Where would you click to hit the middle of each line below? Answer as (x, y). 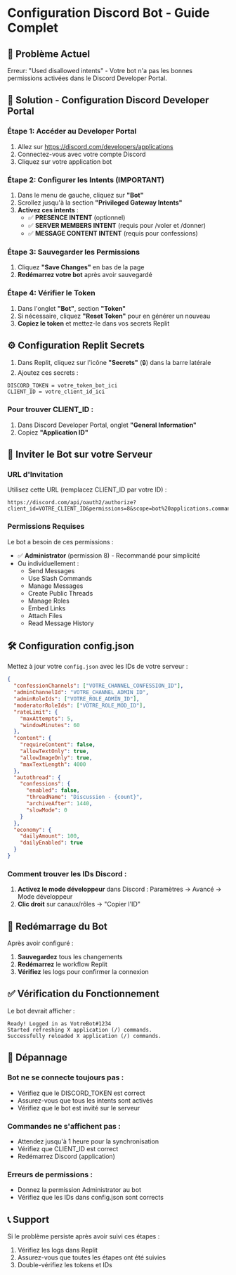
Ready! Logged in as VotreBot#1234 (59, 1024)
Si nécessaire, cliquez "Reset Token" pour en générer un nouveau (114, 316)
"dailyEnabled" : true (51, 843)
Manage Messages (55, 586)
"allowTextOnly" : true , (55, 751)
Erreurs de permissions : (50, 1174)
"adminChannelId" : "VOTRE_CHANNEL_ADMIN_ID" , (81, 693)
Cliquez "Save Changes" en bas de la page (81, 267)
